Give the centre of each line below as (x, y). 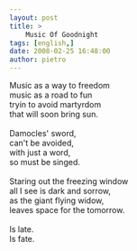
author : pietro (38, 60)
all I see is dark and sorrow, (60, 191)
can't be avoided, (42, 143)
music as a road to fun (51, 95)
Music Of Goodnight (62, 34)
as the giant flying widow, (57, 200)
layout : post (34, 18)
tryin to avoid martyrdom (55, 104)
